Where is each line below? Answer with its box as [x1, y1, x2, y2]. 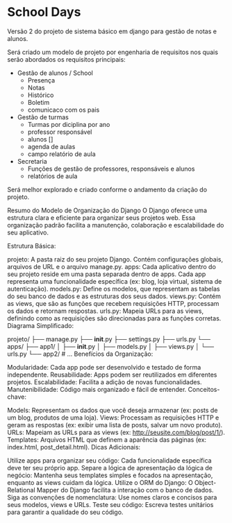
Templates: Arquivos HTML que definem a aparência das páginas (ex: [7, 435, 207, 444]
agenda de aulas [27, 142, 76, 151]
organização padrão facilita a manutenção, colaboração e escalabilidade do [7, 221, 224, 229]
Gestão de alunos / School [17, 69, 94, 77]
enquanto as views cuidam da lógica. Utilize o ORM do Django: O [7, 478, 193, 486]
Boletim [27, 98, 50, 106]
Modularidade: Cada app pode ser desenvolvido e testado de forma [7, 363, 201, 371]
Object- [194, 478, 217, 486]
